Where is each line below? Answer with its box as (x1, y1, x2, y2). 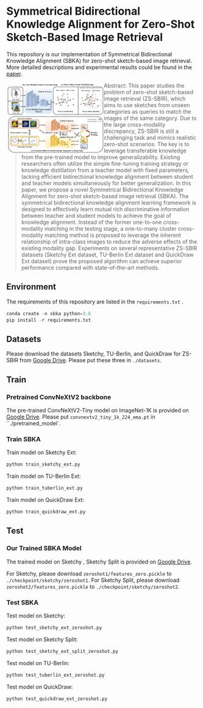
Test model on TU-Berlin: (6, 659, 70, 666)
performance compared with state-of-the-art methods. (21, 264, 160, 271)
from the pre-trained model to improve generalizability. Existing (21, 153, 180, 160)
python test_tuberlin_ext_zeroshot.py (6, 672, 105, 678)
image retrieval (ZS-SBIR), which (103, 95, 186, 102)
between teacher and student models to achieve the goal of (21, 212, 172, 219)
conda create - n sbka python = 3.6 (6, 310, 91, 316)
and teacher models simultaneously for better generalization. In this (21, 179, 191, 187)
